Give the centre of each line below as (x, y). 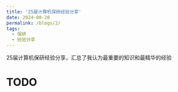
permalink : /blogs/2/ (34, 23)
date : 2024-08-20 (28, 17)
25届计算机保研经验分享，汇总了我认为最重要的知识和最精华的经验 (89, 57)
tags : (13, 29)
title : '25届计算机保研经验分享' (44, 12)
